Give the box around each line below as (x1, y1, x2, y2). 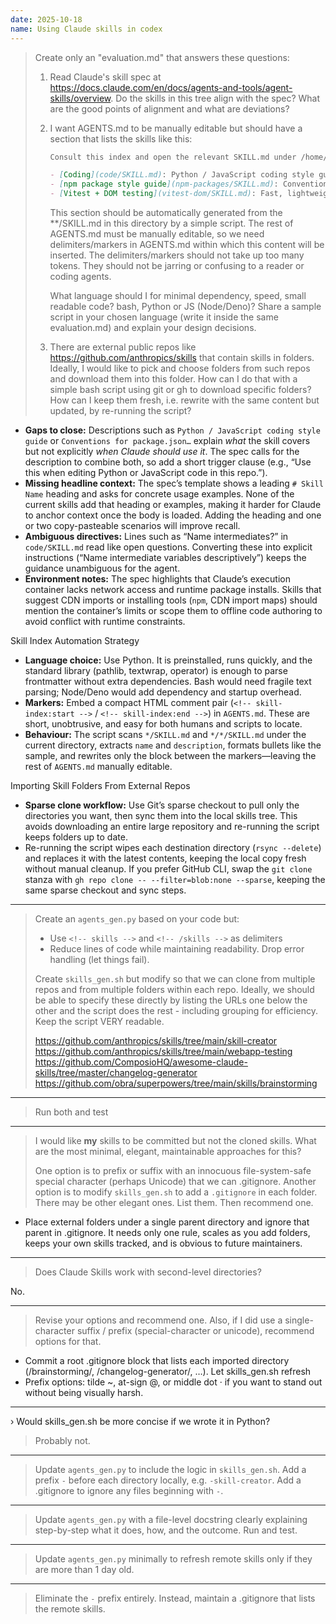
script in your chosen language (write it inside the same (49, 311, 279, 323)
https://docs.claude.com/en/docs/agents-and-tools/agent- (49, 81, 293, 93)
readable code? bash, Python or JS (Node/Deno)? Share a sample (49, 301, 322, 312)
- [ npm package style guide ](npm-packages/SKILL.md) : (49, 179, 279, 190)
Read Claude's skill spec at (49, 71, 162, 83)
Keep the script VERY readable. (34, 1016, 165, 1027)
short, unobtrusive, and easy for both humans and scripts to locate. (24, 718, 303, 730)
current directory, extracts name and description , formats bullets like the (24, 739, 322, 751)
